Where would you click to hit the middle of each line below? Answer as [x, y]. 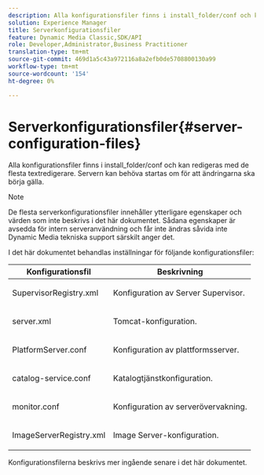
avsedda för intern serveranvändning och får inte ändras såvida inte [118, 229]
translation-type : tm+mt [49, 52]
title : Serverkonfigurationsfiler [65, 30]
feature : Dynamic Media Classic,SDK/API [75, 37]
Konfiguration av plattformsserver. [176, 350]
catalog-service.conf [52, 378]
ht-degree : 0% [31, 81]
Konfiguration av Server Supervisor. [179, 293]
